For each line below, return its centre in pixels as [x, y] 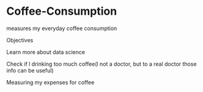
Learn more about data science [46, 52]
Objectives [20, 40]
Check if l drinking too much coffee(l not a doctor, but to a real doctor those [102, 64]
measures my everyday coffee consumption [62, 28]
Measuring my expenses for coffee [50, 82]
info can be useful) [30, 70]
